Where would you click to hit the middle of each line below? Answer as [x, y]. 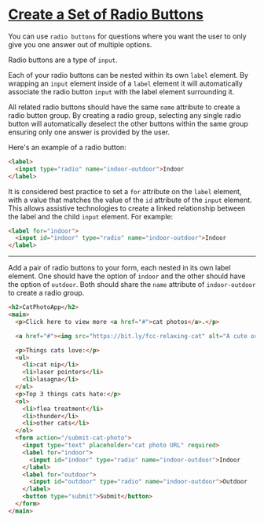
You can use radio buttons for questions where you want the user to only [127, 36]
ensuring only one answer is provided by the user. [89, 132]
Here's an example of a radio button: [68, 147]
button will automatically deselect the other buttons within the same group [128, 123]
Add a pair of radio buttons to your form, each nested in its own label [119, 268]
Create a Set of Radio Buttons [106, 15]
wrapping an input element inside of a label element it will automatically [126, 83]
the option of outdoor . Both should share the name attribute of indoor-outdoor [132, 285]
